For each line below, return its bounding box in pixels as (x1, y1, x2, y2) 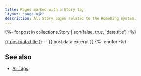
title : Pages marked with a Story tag (5, 7, 84, 12)
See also (5, 53, 32, 61)
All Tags (12, 66, 29, 72)
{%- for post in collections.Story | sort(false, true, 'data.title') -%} (5, 30, 137, 35)
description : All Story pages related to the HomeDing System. (5, 16, 137, 21)
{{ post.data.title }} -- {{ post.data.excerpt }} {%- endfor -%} (5, 39, 127, 45)
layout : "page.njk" (5, 12, 45, 16)
